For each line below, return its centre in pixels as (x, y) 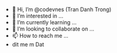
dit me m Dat (28, 44)
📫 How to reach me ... (40, 36)
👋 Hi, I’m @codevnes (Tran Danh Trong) (62, 9)
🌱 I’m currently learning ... (44, 22)
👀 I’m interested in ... (38, 16)
